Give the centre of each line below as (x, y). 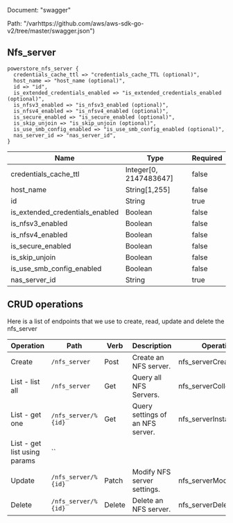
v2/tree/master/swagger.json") (51, 31)
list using (25, 452)
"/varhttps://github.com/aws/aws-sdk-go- (84, 23)
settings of (150, 414)
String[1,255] (148, 189)
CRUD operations (45, 305)
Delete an (148, 500)
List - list (25, 381)
